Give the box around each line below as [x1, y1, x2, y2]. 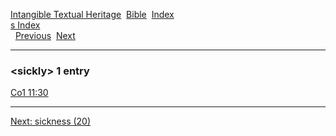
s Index [10, 19, 41, 31]
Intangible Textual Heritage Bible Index [10, 9, 175, 20]
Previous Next [14, 30, 76, 41]
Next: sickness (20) [10, 115, 92, 128]
